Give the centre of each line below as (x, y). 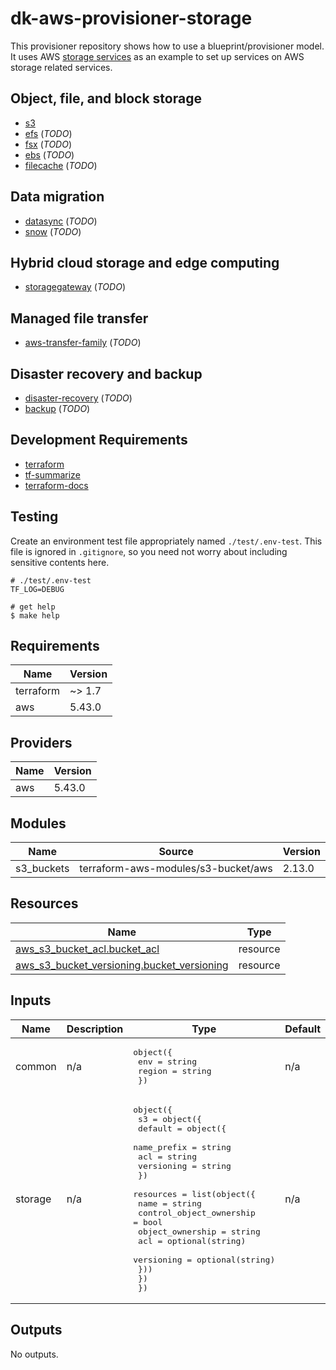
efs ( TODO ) (48, 133)
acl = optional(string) (192, 1240)
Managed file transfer (79, 318)
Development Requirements (99, 440)
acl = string (167, 1156)
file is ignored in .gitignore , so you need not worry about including (149, 551)
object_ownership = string (199, 1231)
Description (95, 1029)
